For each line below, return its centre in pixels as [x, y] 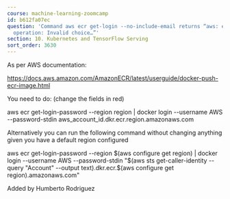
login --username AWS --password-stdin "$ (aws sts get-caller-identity [107, 161]
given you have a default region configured [68, 140]
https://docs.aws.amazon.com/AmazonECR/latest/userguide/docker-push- [113, 78]
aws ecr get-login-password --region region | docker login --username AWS [115, 112]
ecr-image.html [29, 85]
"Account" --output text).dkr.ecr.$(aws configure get [100, 168]
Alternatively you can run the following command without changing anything [115, 132]
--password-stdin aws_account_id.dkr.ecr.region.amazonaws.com [100, 119]
